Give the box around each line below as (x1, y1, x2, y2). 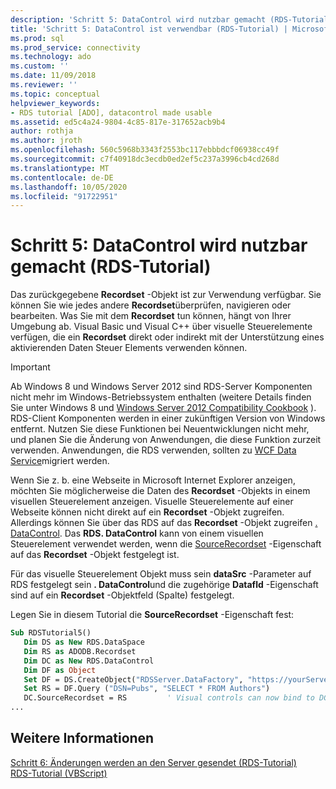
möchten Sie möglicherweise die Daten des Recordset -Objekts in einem (10, 485, 311, 497)
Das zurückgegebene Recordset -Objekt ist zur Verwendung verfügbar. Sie (10, 289, 322, 301)
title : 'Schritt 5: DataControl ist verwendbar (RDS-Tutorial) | (10, 24, 288, 34)
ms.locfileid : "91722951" (10, 191, 118, 201)
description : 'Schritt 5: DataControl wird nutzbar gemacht (10, 14, 267, 25)
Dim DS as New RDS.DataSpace (23, 637, 145, 648)
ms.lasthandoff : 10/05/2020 (10, 182, 128, 192)
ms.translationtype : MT (10, 163, 110, 173)
